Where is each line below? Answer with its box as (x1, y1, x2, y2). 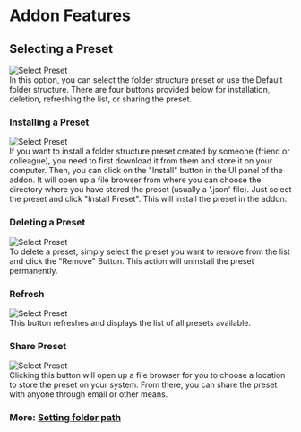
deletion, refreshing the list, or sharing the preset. (9, 93, 193, 104)
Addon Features (9, 5, 132, 26)
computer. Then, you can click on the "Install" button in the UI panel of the (9, 165, 284, 176)
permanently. (9, 265, 58, 276)
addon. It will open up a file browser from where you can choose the (9, 174, 262, 185)
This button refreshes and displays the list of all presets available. (9, 317, 252, 328)
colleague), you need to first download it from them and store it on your (9, 155, 273, 166)
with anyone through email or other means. (9, 389, 168, 400)
